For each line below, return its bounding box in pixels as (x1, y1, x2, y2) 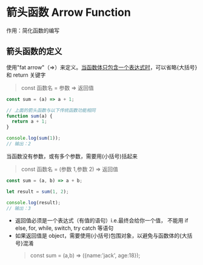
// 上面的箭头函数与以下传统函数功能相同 (6, 107, 96, 113)
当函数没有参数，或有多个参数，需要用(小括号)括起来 (6, 153, 138, 160)
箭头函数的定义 (6, 46, 62, 57)
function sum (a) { (6, 113, 53, 119)
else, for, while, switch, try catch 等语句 (15, 224, 114, 232)
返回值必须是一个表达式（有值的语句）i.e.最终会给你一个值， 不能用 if (15, 217, 188, 224)
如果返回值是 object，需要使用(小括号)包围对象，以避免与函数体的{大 (15, 232, 188, 239)
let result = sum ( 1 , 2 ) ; (6, 188, 69, 194)
